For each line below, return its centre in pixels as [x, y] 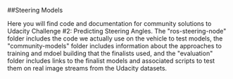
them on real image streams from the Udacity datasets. [87, 68]
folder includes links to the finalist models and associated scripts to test [111, 61]
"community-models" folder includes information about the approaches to [114, 46]
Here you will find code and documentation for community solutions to [109, 23]
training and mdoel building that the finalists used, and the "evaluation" [110, 53]
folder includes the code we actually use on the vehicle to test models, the [115, 38]
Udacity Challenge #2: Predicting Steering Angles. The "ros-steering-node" [117, 31]
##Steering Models [35, 10]
